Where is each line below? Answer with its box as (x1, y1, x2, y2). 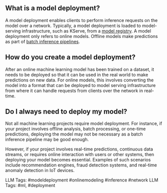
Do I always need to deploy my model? (5, 107, 127, 116)
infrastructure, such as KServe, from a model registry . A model (22, 27, 151, 34)
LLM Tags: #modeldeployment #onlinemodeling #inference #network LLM (5, 177, 158, 183)
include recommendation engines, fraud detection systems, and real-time (5, 162, 157, 168)
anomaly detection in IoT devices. (5, 167, 75, 173)
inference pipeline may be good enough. (5, 136, 89, 142)
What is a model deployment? (5, 4, 100, 12)
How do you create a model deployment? (5, 53, 136, 61)
